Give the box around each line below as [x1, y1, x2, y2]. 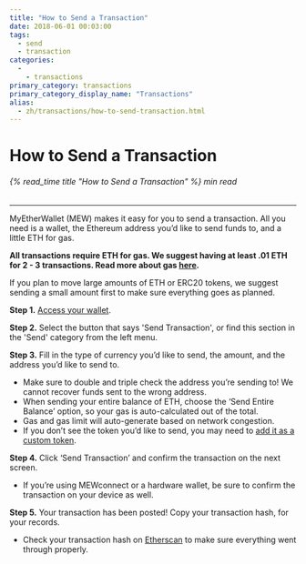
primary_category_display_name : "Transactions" [9, 89, 194, 98]
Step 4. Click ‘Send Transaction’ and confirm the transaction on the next [9, 452, 280, 463]
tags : [9, 30, 30, 39]
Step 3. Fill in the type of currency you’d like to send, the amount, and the [9, 349, 285, 360]
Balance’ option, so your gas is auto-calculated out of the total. [22, 406, 259, 417]
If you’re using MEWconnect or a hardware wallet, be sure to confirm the [22, 479, 296, 490]
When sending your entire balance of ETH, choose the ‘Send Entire [22, 396, 275, 407]
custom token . [22, 434, 77, 446]
